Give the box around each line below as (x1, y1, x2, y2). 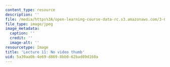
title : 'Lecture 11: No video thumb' (5, 49, 85, 54)
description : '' (5, 12, 39, 17)
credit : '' (10, 36, 33, 41)
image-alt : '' (10, 40, 39, 45)
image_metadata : (5, 26, 39, 31)
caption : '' (10, 31, 35, 36)
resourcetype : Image (5, 45, 49, 50)
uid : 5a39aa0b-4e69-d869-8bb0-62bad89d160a (5, 54, 99, 59)
